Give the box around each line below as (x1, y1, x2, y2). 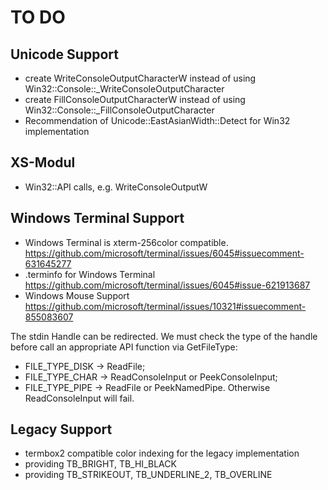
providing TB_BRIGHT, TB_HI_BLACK (24, 458, 177, 470)
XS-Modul (10, 154, 76, 171)
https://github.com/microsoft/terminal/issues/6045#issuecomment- (24, 247, 305, 259)
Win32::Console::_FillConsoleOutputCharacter (24, 104, 215, 116)
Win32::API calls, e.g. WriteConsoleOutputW (24, 181, 208, 193)
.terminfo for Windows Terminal (24, 268, 156, 280)
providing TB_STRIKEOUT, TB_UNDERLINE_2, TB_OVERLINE (24, 469, 273, 481)
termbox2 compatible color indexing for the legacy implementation (24, 447, 300, 460)
